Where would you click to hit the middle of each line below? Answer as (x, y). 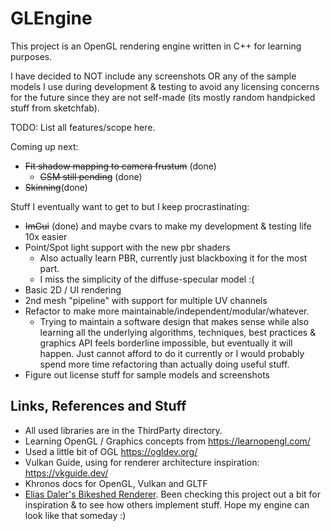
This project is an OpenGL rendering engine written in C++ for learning (156, 46)
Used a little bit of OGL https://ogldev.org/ (111, 451)
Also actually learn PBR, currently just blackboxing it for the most (173, 258)
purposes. (31, 56)
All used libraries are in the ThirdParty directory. (123, 430)
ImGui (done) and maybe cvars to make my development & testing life (168, 226)
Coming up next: (44, 146)
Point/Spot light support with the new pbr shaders (127, 247)
